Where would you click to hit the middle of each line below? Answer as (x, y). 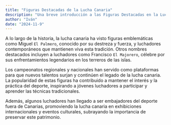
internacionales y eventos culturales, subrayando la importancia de (76, 112)
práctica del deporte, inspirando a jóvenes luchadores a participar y (76, 86)
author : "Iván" (21, 19)
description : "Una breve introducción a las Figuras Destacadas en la (82, 15)
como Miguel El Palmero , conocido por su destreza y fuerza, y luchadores (83, 44)
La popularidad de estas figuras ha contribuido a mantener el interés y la (81, 80)
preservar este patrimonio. (33, 117)
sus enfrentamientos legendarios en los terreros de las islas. (68, 60)
